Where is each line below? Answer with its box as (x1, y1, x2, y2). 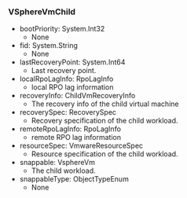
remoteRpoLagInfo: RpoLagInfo (19, 124, 122, 134)
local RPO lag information (31, 82, 114, 92)
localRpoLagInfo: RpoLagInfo (19, 74, 114, 84)
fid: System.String (19, 41, 79, 50)
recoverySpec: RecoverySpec (19, 108, 116, 117)
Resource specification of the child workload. (31, 149, 178, 159)
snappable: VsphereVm (19, 158, 96, 167)
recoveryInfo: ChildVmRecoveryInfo (19, 91, 136, 101)
